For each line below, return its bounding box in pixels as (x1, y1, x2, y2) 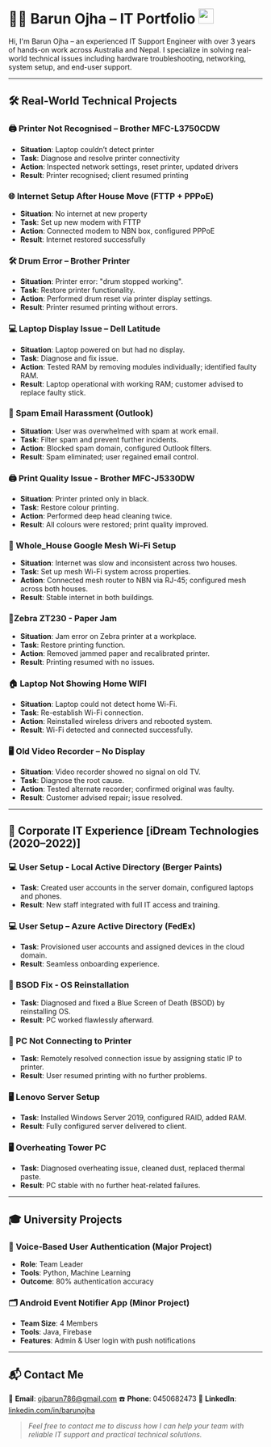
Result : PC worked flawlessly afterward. (19, 1015, 155, 1025)
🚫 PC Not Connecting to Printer (8, 1035, 132, 1047)
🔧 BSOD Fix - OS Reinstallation (8, 979, 130, 991)
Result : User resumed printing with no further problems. (19, 1070, 207, 1080)
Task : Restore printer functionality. (19, 286, 135, 295)
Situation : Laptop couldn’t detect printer (19, 144, 155, 154)
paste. (19, 1172, 42, 1182)
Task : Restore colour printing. (19, 502, 119, 513)
